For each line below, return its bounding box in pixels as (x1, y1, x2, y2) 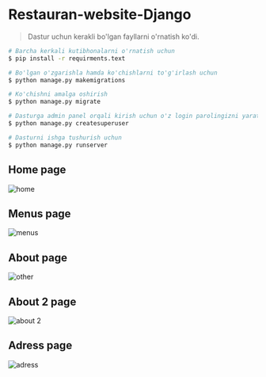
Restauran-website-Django (8, 6, 192, 24)
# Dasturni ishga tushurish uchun (8, 133, 123, 142)
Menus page (8, 207, 71, 220)
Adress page (8, 339, 73, 352)
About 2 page (8, 295, 77, 308)
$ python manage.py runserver (8, 141, 108, 149)
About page (8, 251, 67, 265)
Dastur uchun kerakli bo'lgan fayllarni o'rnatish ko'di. (27, 32, 199, 41)
